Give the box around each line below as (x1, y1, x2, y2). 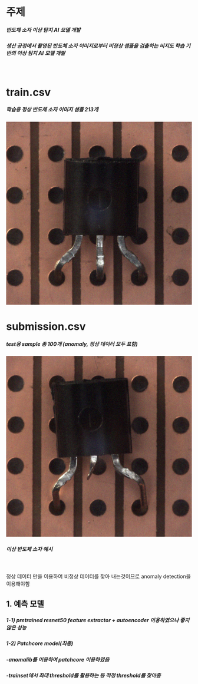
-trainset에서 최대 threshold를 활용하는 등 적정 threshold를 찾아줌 (6, 672, 161, 679)
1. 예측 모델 (6, 599, 44, 609)
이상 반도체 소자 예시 (6, 546, 53, 553)
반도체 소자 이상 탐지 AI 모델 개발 (6, 26, 81, 33)
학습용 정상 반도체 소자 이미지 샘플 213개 (6, 106, 98, 113)
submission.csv (6, 319, 86, 333)
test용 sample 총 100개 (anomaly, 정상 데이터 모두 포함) (6, 340, 138, 348)
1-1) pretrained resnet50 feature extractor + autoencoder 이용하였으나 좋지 (6, 616, 190, 623)
